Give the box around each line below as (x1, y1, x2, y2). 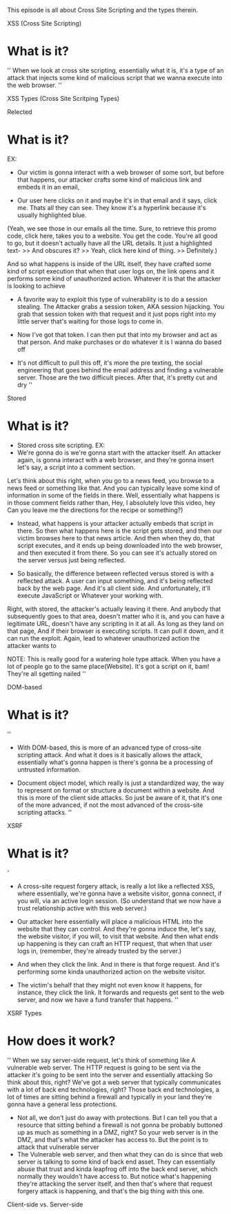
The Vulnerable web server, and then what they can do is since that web (17, 1150, 223, 1158)
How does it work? (7, 1033, 116, 1049)
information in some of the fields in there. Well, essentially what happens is (7, 491, 220, 500)
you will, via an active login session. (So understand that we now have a (17, 896, 222, 904)
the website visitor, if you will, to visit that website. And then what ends (17, 932, 219, 940)
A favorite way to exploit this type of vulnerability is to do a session (17, 295, 208, 303)
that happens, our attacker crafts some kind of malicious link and (17, 176, 202, 184)
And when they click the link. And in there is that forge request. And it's (17, 960, 220, 968)
